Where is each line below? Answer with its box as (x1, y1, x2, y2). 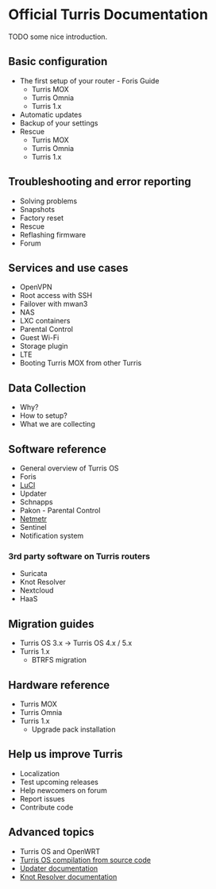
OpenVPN (19, 282, 52, 292)
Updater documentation (19, 864, 98, 873)
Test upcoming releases (19, 777, 99, 787)
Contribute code (19, 802, 74, 812)
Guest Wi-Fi (19, 333, 60, 342)
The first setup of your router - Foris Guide (19, 75, 160, 85)
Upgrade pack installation (31, 725, 117, 734)
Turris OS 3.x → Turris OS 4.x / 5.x (19, 638, 133, 648)
